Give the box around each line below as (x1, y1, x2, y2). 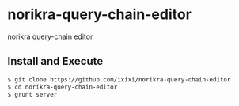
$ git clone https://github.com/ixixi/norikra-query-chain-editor (7, 75, 231, 84)
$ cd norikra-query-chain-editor (7, 83, 118, 91)
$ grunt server (7, 90, 58, 98)
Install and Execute (7, 55, 104, 68)
